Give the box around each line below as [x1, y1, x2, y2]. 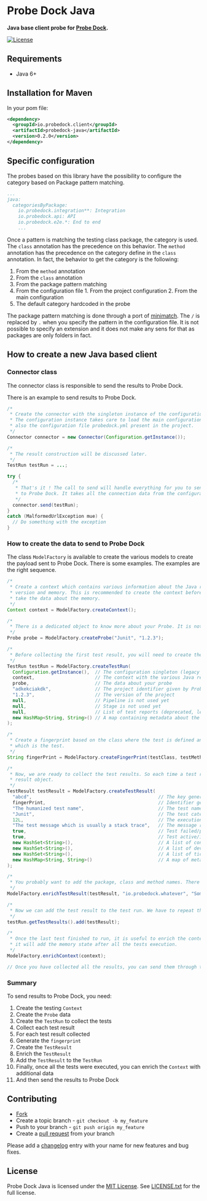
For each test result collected [15, 1030, 90, 1038]
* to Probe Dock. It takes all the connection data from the [15, 490, 175, 496]
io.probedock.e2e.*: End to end [18, 219, 101, 225]
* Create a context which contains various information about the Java [9, 584, 197, 590]
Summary [7, 978, 37, 987]
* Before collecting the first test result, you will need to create [9, 652, 192, 658]
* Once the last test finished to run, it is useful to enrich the [9, 936, 186, 942]
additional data [15, 1070, 54, 1077]
